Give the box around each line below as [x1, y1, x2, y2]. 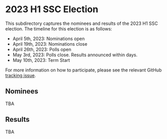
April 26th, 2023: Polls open [12, 46, 72, 52]
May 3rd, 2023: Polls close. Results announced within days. [12, 52, 138, 58]
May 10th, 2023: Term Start [12, 57, 70, 63]
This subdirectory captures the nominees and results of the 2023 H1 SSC [5, 20, 158, 26]
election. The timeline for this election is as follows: [5, 25, 113, 31]
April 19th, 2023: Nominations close [12, 41, 88, 47]
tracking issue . [5, 72, 37, 78]
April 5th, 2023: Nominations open [12, 36, 85, 42]
